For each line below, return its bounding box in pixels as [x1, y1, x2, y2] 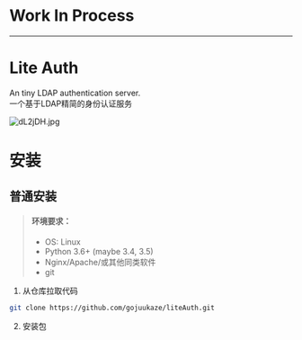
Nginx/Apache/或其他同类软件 [44, 256, 156, 267]
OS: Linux [44, 236, 81, 247]
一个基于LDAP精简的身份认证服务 [9, 98, 133, 109]
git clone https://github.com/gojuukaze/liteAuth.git [9, 303, 216, 312]
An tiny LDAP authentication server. [9, 87, 141, 98]
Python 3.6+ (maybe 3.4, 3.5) [44, 246, 155, 256]
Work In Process [9, 5, 135, 26]
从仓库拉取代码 [22, 285, 78, 296]
